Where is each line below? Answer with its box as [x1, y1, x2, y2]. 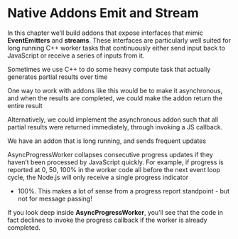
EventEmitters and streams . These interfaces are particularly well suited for [7, 36, 231, 44]
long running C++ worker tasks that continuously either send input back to [7, 43, 226, 52]
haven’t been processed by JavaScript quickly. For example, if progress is [7, 158, 224, 166]
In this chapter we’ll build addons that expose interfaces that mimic [7, 28, 204, 37]
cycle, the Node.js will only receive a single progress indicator [7, 173, 189, 181]
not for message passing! [17, 194, 92, 203]
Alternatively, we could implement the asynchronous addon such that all [7, 115, 219, 124]
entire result [7, 101, 43, 110]
